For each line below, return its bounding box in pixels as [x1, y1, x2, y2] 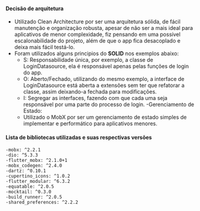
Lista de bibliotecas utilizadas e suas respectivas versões [5, 134, 152, 141]
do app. [23, 69, 43, 76]
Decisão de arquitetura [5, 5, 64, 12]
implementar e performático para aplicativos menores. [23, 120, 158, 127]
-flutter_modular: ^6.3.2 [5, 179, 70, 185]
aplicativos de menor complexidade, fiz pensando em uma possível [14, 31, 181, 38]
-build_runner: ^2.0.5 [5, 194, 62, 200]
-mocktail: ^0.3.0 [5, 189, 51, 195]
